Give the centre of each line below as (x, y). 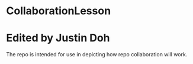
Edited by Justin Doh (58, 38)
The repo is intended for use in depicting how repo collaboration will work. (97, 55)
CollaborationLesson (59, 11)
